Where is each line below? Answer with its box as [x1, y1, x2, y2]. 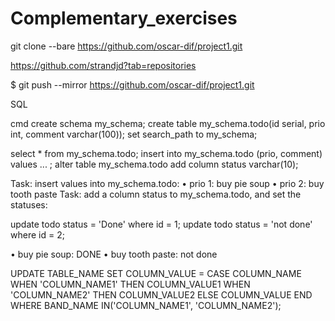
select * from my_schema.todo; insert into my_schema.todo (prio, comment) [10, 147, 323, 159]
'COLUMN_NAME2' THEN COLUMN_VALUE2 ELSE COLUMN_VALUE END [10, 288, 313, 301]
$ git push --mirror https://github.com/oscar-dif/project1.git [10, 78, 255, 91]
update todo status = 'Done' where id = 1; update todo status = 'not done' [10, 218, 313, 230]
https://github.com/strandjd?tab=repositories [10, 59, 197, 71]
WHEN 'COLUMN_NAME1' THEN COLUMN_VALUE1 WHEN [10, 278, 251, 290]
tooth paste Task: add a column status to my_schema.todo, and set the [10, 188, 302, 200]
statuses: [10, 198, 48, 211]
